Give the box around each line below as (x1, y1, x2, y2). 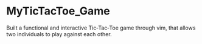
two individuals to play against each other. (6, 30, 112, 37)
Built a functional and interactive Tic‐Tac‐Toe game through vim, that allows (6, 24, 196, 31)
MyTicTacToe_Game (6, 4, 111, 18)
